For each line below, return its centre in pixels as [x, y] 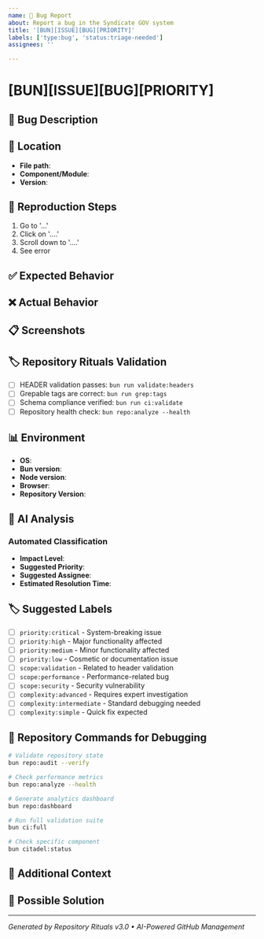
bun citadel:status [40, 849]
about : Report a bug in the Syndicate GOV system [91, 23]
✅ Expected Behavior [61, 275]
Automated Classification [58, 541]
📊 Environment [47, 438]
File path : [35, 165]
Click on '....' [39, 234]
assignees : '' [31, 45]
